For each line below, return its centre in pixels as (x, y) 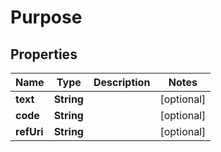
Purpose (46, 17)
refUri (29, 131)
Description (122, 82)
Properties (44, 54)
